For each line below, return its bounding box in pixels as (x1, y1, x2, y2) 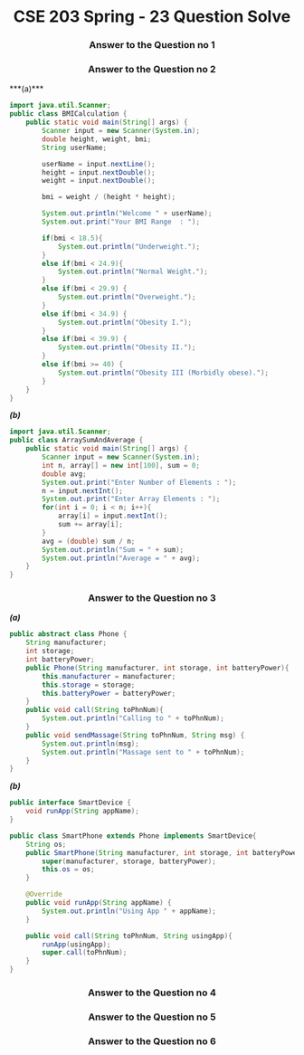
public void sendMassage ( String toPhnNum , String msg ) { (25, 730, 245, 739)
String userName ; (42, 143, 107, 152)
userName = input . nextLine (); (42, 159, 156, 168)
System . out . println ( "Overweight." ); (57, 292, 196, 302)
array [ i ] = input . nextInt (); (57, 511, 168, 521)
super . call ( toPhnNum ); (42, 948, 128, 957)
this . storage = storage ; (42, 680, 136, 689)
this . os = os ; (42, 865, 95, 874)
